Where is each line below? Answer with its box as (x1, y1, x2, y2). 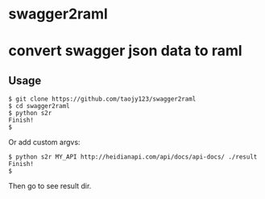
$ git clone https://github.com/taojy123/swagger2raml (8, 95, 197, 103)
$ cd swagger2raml (8, 102, 70, 110)
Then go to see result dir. (8, 181, 92, 191)
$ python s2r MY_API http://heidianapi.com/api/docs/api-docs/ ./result (8, 153, 258, 161)
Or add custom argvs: (8, 138, 81, 147)
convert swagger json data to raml (8, 42, 243, 60)
